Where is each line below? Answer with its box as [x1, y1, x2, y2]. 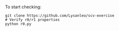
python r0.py [5, 21, 32, 26]
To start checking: [5, 4, 41, 10]
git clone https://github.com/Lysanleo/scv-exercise [5, 13, 115, 18]
